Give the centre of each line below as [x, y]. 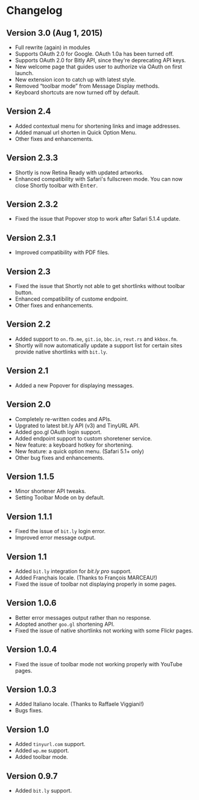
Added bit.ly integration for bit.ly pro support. [73, 571]
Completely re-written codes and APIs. [63, 419]
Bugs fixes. [29, 710]
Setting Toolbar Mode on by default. [60, 497]
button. [24, 293]
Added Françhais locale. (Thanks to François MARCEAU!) [86, 577]
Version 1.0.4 [32, 650]
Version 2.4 [29, 112]
